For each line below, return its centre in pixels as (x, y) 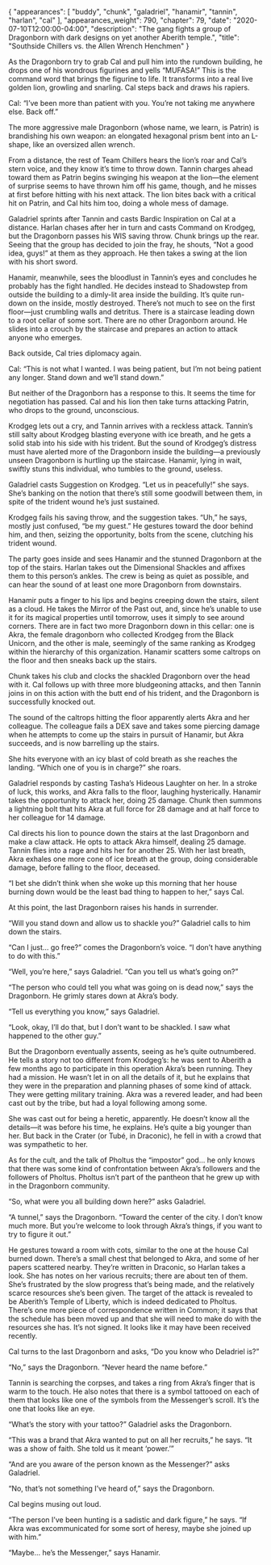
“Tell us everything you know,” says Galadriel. (84, 1011)
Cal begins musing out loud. (55, 1504)
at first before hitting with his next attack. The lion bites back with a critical (132, 194)
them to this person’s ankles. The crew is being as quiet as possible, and (129, 576)
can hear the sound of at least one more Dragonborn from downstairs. (125, 584)
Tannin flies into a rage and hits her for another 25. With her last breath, (127, 850)
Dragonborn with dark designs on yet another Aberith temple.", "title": (124, 37)
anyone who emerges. (46, 337)
